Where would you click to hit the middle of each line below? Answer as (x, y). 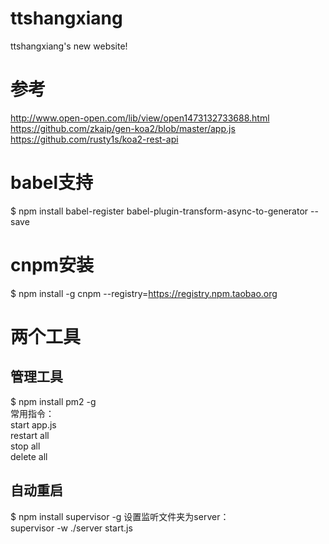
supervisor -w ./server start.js (71, 528)
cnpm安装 (52, 265)
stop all (25, 446)
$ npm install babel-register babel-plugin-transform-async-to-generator (159, 211)
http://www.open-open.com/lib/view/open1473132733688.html (140, 118)
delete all (29, 456)
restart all (30, 435)
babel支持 (52, 183)
